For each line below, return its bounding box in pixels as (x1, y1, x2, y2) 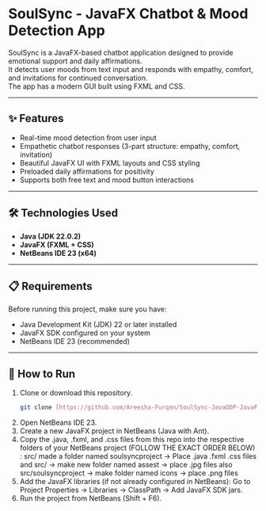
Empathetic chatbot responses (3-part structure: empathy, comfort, (19, 141, 240, 151)
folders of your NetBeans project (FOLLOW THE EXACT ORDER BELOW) (19, 443, 256, 452)
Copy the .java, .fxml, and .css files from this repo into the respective (19, 435, 245, 444)
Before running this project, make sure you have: (8, 304, 167, 314)
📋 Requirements (8, 279, 93, 293)
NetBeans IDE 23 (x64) (19, 248, 97, 257)
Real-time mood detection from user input (19, 132, 157, 143)
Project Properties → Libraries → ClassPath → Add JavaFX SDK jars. (19, 485, 243, 495)
